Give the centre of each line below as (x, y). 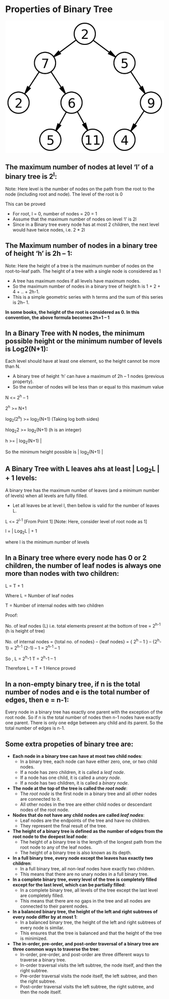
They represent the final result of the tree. (64, 826)
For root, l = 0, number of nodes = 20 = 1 (55, 213)
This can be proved (25, 204)
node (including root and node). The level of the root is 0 (64, 194)
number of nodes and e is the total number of (77, 692)
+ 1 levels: (21, 478)
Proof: (12, 615)
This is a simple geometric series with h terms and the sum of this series (88, 297)
